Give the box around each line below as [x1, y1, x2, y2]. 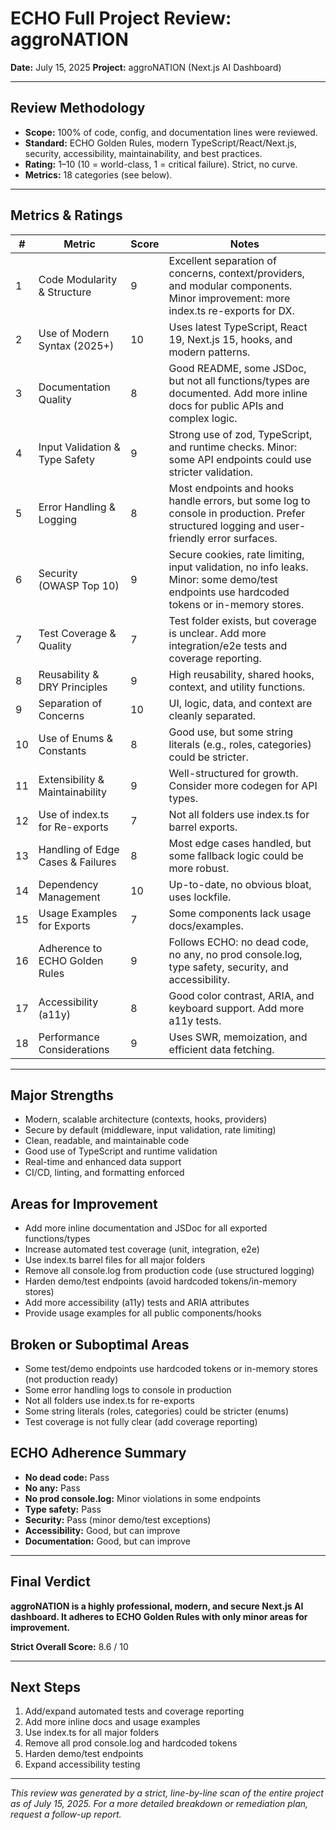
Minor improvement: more [168, 291, 291, 305]
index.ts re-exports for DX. [168, 303, 295, 317]
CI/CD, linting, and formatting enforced [24, 1167, 185, 1179]
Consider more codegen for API [168, 778, 318, 792]
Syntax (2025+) [38, 338, 115, 352]
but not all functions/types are [168, 373, 310, 387]
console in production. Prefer [168, 506, 306, 520]
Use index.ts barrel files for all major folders [24, 1254, 206, 1266]
